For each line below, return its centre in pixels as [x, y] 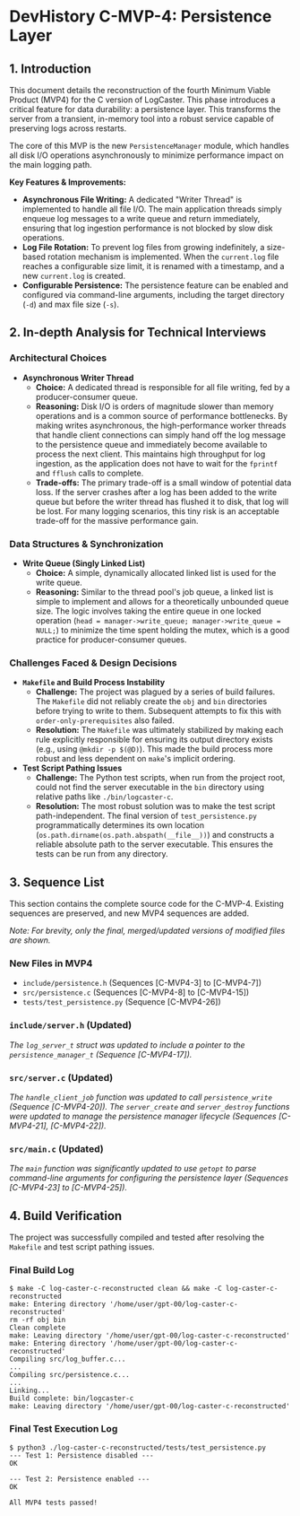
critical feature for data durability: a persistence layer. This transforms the [145, 109]
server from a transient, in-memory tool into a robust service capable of [142, 119]
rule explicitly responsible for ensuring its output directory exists [154, 740]
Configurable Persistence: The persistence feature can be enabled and [155, 285]
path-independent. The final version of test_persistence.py [146, 816]
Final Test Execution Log [64, 1429]
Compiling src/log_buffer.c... [68, 1359]
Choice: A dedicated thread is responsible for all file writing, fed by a [163, 387]
